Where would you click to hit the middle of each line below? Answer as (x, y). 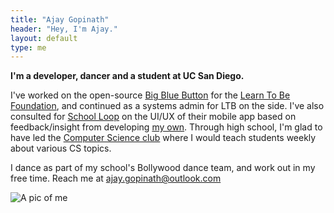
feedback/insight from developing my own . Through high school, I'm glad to (166, 127)
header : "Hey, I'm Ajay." (64, 29)
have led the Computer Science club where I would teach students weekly (163, 138)
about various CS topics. (61, 148)
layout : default (44, 38)
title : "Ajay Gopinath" (60, 19)
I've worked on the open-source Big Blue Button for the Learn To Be (150, 95)
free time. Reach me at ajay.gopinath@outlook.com (116, 178)
